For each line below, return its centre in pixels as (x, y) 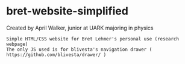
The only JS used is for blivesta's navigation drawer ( (79, 50)
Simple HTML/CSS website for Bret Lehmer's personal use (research (93, 39)
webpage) (17, 44)
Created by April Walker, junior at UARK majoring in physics (80, 28)
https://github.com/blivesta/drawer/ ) (56, 55)
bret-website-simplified (67, 11)
